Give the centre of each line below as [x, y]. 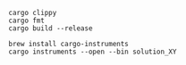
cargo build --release [51, 28]
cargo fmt [27, 20]
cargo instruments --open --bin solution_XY [93, 52]
